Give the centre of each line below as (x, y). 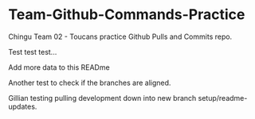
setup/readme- (223, 98)
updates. (23, 106)
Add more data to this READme (59, 67)
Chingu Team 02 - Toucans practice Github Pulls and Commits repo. (120, 36)
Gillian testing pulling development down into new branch (102, 98)
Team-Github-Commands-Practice (127, 15)
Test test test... (33, 52)
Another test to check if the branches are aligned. (90, 83)
